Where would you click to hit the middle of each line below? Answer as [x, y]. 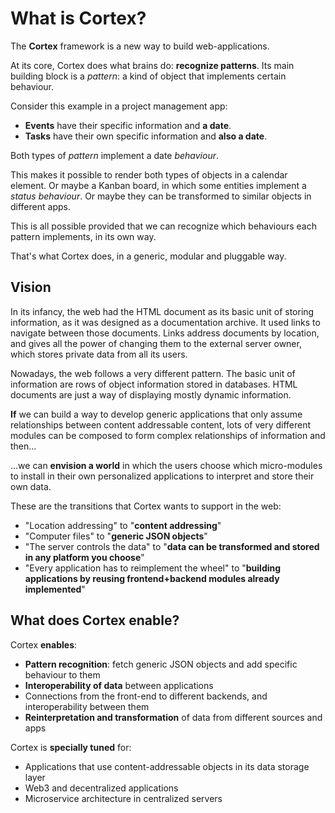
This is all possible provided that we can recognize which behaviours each [163, 226]
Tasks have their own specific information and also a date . [146, 136]
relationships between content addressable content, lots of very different [161, 424]
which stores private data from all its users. [99, 354]
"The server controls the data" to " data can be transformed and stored [172, 546]
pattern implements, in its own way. [83, 236]
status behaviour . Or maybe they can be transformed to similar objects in [161, 196]
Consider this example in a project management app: [119, 106]
